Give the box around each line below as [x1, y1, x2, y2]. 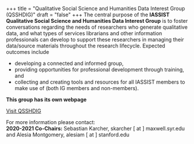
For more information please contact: [6, 119, 95, 125]
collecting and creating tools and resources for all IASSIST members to [14, 78, 185, 85]
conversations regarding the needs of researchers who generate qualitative [6, 23, 188, 30]
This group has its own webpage [6, 96, 87, 103]
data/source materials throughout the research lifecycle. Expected [6, 42, 165, 49]
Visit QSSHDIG [6, 108, 41, 114]
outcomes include [6, 49, 50, 55]
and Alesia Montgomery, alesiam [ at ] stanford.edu [6, 131, 130, 138]
